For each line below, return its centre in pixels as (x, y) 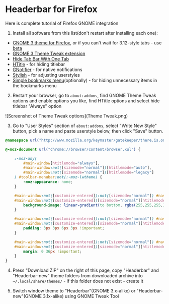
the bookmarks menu (34, 85)
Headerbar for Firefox (52, 9)
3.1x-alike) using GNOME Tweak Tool (81, 296)
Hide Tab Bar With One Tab (41, 58)
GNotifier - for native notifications (47, 70)
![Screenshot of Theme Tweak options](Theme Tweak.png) (67, 116)
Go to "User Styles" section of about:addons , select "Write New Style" (85, 126)
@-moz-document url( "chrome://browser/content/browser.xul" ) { (73, 149)
